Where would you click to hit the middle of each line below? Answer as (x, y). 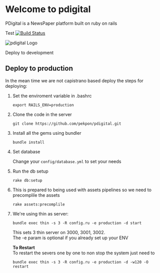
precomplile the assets (36, 195)
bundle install (29, 142)
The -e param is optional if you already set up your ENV (70, 238)
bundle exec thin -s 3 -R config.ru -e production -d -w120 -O (81, 262)
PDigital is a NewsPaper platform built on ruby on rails (61, 23)
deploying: (16, 86)
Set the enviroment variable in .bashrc (52, 96)
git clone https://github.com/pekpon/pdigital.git (67, 124)
